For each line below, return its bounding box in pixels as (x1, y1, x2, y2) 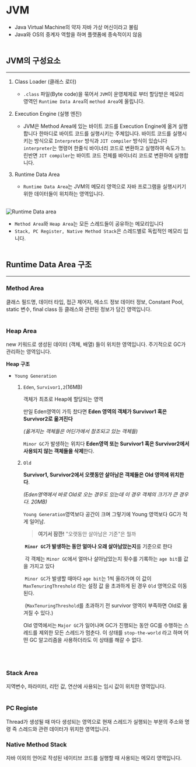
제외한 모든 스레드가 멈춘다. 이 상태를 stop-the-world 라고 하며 (38, 629, 183, 636)
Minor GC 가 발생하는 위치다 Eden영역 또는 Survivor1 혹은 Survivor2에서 (23, 440, 190, 447)
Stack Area (6, 669, 38, 677)
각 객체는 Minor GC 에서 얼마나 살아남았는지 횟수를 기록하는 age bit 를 (24, 555, 183, 562)
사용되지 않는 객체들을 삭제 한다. (23, 448, 94, 455)
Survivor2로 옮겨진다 (23, 416, 73, 423)
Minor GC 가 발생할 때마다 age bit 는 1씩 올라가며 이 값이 (24, 575, 152, 582)
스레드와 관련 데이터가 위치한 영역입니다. (18, 725, 111, 733)
